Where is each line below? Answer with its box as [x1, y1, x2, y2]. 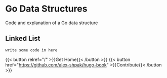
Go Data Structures [5, 3, 88, 15]
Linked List [5, 34, 40, 43]
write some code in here [5, 47, 58, 53]
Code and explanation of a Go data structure [5, 20, 98, 26]
